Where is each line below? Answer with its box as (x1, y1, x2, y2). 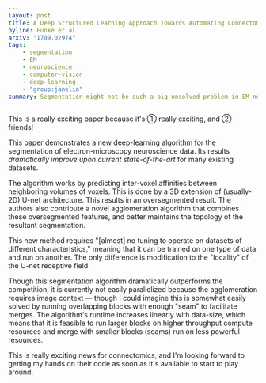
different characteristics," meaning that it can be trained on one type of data (8, 245, 256, 254)
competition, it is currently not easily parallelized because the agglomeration (8, 285, 258, 294)
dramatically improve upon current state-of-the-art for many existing (8, 155, 234, 165)
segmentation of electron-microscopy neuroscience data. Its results (8, 146, 230, 156)
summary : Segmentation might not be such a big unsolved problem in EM (8, 93, 249, 100)
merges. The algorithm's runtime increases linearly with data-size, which (8, 310, 246, 320)
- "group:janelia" (22, 85, 83, 93)
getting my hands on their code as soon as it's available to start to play (8, 359, 239, 369)
